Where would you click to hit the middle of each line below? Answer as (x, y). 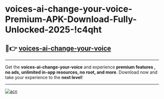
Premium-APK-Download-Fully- (71, 19)
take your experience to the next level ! (44, 77)
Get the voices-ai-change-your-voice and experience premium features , (80, 67)
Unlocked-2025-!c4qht (53, 30)
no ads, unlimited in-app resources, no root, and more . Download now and (81, 72)
